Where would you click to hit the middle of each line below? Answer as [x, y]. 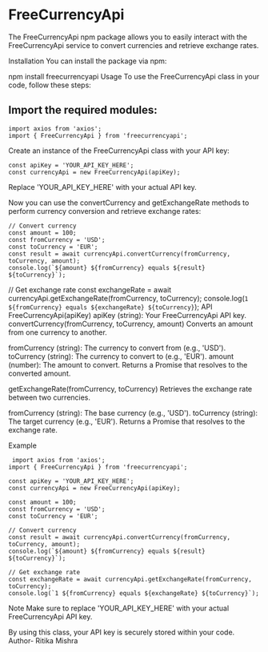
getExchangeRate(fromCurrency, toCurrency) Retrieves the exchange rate [130, 388]
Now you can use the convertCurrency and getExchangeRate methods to [129, 203]
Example [23, 445]
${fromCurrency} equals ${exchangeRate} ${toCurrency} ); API [110, 307]
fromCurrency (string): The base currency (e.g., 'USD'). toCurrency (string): [133, 413]
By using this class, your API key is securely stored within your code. [122, 632]
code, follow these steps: [50, 85]
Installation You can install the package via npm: [88, 61]
